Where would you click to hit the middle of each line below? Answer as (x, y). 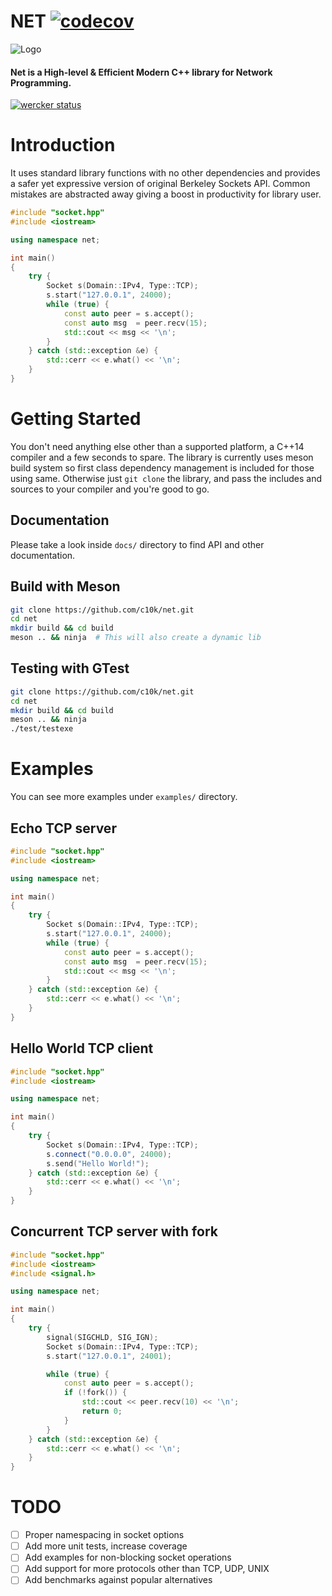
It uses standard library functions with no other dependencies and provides (165, 173)
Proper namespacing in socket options (104, 1535)
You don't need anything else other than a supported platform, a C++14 (157, 446)
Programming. (41, 82)
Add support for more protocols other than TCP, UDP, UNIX (147, 1569)
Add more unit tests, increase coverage (106, 1546)
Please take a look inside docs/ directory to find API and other (137, 544)
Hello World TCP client (82, 1048)
